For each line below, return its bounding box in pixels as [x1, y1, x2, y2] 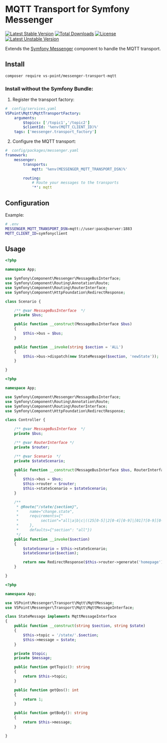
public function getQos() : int [14, 688, 79, 693]
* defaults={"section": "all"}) [16, 528, 92, 533]
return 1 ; [23, 697, 43, 702]
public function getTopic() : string [14, 665, 90, 670]
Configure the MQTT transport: [12, 138, 76, 144]
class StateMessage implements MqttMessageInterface [5, 614, 117, 619]
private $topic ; [14, 651, 48, 656]
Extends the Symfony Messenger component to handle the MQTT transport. [5, 45, 161, 51]
